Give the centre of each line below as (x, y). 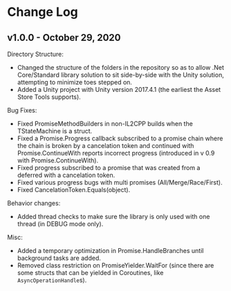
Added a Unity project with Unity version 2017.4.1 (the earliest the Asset (119, 90)
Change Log (43, 12)
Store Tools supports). (49, 97)
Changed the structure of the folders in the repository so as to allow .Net (121, 67)
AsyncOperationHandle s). (52, 280)
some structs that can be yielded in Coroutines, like (90, 273)
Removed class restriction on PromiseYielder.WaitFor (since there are (115, 265)
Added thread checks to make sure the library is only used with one (113, 216)
